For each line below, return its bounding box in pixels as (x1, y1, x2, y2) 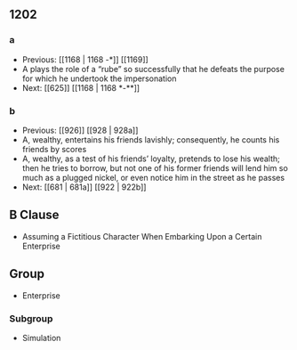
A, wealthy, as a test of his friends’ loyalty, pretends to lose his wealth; (21, 153, 280, 164)
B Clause (9, 208, 60, 223)
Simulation (21, 332, 61, 343)
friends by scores (21, 143, 87, 154)
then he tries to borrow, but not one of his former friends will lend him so (21, 162, 289, 173)
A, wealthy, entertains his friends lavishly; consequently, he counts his (21, 134, 280, 145)
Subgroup (9, 312, 53, 324)
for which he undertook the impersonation (21, 73, 177, 84)
